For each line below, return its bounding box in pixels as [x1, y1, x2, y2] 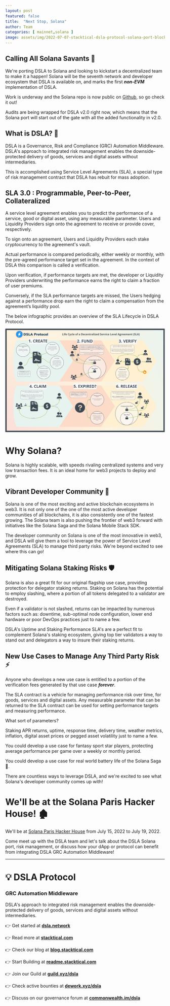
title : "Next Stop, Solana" [5, 19, 67, 24]
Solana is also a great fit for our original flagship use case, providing [5, 580, 148, 586]
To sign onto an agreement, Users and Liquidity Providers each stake [5, 236, 149, 242]
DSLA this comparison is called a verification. [5, 262, 100, 269]
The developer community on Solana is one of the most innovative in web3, [5, 532, 162, 538]
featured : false [5, 13, 39, 19]
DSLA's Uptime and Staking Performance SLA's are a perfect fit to [5, 626, 143, 632]
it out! [5, 99, 18, 105]
